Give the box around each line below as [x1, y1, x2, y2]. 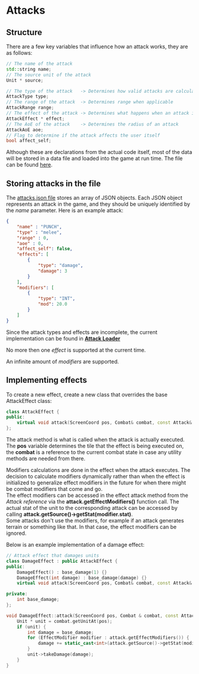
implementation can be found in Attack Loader [6, 335, 120, 342]
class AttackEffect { [6, 408, 60, 415]
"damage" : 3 [37, 268, 68, 274]
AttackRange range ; [6, 105, 54, 111]
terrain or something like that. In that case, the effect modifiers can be [6, 524, 177, 530]
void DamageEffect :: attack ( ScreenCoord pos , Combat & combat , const [6, 613, 179, 619]
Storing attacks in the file [6, 178, 101, 188]
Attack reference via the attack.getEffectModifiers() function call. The [6, 498, 179, 505]
